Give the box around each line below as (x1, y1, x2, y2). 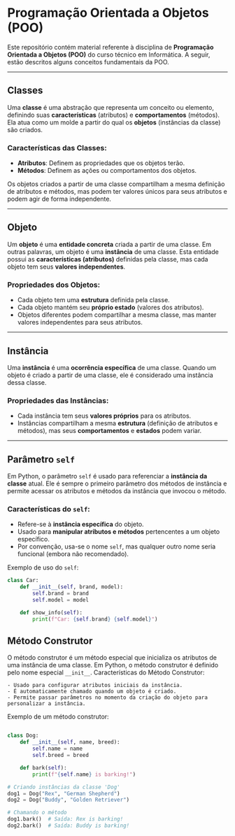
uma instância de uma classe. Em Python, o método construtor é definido (7, 661, 219, 669)
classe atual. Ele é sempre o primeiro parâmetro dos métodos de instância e (7, 479, 227, 488)
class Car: (7, 577, 39, 584)
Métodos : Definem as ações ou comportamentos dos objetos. (17, 167, 197, 175)
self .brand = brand (32, 590, 90, 597)
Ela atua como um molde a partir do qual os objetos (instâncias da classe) (7, 118, 221, 127)
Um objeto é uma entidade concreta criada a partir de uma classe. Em (7, 240, 212, 248)
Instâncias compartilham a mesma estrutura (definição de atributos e (17, 419, 218, 427)
